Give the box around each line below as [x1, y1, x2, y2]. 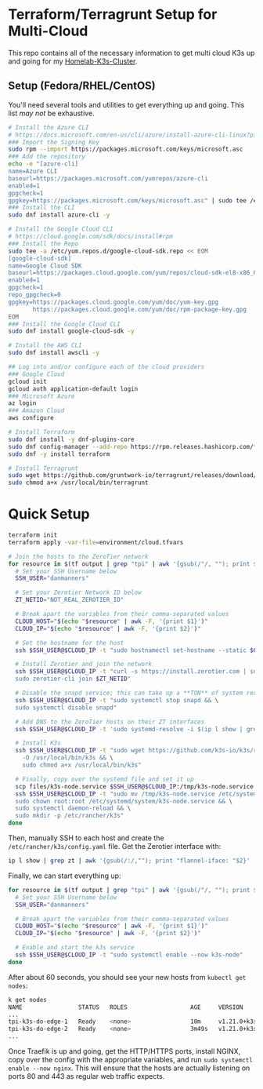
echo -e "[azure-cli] [8, 160, 79, 168]
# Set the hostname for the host [15, 639, 124, 646]
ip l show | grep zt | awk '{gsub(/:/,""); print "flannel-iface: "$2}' [8, 857, 250, 865]
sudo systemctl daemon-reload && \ [15, 804, 131, 813]
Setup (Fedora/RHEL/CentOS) [8, 79, 157, 93]
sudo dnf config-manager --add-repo [8, 443, 128, 450]
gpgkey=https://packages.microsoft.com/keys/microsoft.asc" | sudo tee [8, 196, 247, 205]
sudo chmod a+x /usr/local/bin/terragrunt [8, 479, 149, 487]
